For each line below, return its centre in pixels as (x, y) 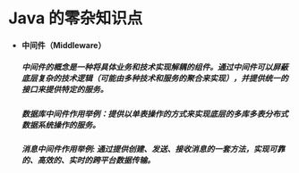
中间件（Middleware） (64, 45)
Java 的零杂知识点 (76, 18)
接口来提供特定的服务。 (64, 89)
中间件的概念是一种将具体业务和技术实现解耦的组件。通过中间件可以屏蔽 (154, 67)
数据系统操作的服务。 (60, 125)
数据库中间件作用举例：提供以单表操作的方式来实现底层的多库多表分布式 (154, 113)
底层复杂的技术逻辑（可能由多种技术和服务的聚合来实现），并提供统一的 (154, 78)
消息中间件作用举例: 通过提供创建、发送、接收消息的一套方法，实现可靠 (153, 149)
